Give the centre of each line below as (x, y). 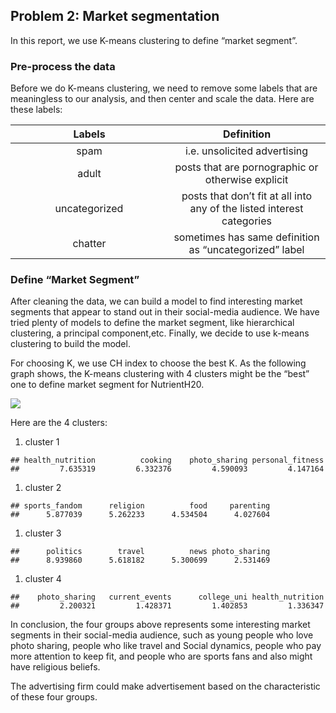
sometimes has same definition (246, 237)
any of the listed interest (246, 209)
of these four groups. (54, 697)
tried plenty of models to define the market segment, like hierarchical (152, 323)
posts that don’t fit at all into (247, 196)
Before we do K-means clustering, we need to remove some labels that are (164, 88)
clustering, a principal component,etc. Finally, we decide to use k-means (160, 333)
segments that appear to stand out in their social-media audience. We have (165, 312)
